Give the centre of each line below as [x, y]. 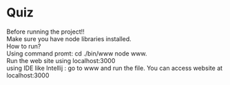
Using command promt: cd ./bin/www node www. [77, 53]
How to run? [24, 46]
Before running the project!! [46, 32]
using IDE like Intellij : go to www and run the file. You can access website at [115, 68]
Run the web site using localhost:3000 [61, 60]
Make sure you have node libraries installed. [69, 38]
